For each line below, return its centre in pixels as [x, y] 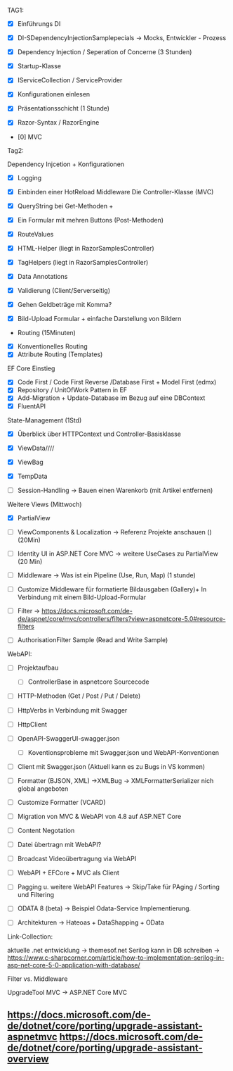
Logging [29, 177]
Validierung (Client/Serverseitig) [64, 290]
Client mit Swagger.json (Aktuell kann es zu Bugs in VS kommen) [111, 766]
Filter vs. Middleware [38, 979]
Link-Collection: [30, 937]
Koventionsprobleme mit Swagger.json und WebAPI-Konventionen [124, 752]
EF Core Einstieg [31, 368]
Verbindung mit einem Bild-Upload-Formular [82, 597]
